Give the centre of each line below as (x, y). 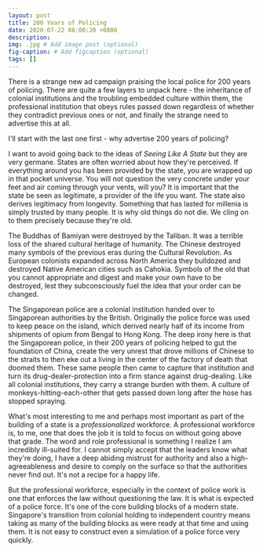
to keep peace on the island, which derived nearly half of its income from (126, 326)
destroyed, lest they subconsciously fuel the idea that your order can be (125, 285)
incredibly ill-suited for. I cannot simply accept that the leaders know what (128, 449)
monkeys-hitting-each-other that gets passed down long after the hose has (130, 393)
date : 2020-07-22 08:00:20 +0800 (63, 30)
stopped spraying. (38, 400)
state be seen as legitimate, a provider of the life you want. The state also (127, 195)
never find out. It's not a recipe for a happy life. (84, 474)
